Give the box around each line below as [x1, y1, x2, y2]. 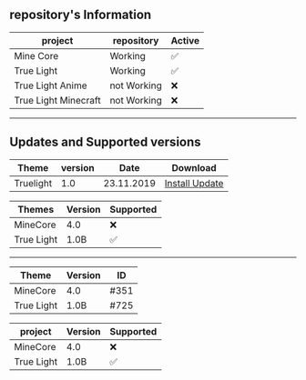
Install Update [164, 176, 224, 189]
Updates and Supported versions [9, 135, 202, 150]
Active [170, 34, 200, 46]
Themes [17, 203, 55, 215]
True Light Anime [14, 79, 87, 92]
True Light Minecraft [14, 94, 102, 106]
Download [171, 161, 217, 174]
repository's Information [9, 7, 152, 23]
